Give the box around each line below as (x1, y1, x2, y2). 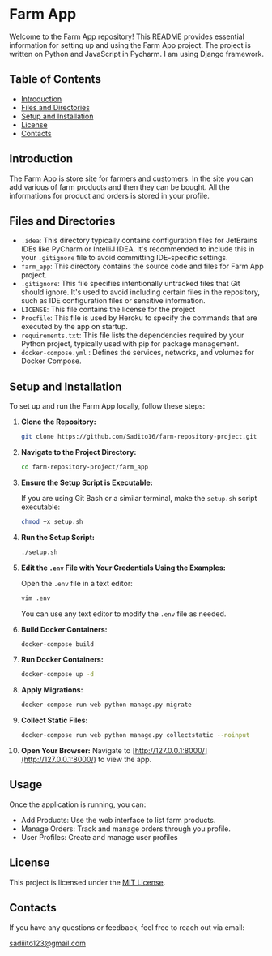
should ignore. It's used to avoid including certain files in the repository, (20, 287, 260, 297)
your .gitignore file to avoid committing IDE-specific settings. (20, 253, 228, 263)
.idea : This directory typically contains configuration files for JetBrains (20, 236, 258, 246)
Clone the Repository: (20, 417, 96, 427)
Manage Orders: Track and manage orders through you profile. (20, 824, 232, 834)
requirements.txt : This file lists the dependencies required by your (20, 330, 244, 341)
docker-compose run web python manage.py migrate (20, 701, 193, 709)
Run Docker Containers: (20, 654, 104, 665)
